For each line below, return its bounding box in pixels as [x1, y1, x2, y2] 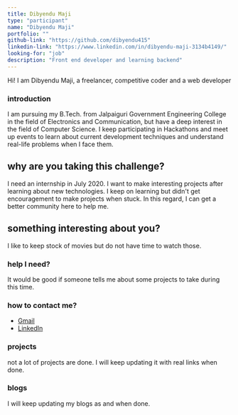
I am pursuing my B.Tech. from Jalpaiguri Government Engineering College [7, 110, 227, 118]
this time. [7, 282, 35, 291]
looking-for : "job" [7, 50, 65, 57]
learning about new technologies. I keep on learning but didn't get [7, 187, 200, 195]
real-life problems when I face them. [7, 140, 114, 149]
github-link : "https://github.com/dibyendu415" [7, 37, 151, 44]
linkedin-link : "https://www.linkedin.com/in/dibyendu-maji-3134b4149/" [7, 43, 227, 50]
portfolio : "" [7, 30, 50, 38]
